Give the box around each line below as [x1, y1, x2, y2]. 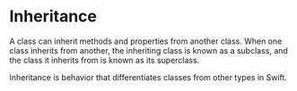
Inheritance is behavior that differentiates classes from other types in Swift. [9, 71, 287, 82]
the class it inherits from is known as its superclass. [9, 54, 200, 65]
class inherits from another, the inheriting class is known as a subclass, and [9, 45, 289, 55]
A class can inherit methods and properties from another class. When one [9, 36, 283, 46]
